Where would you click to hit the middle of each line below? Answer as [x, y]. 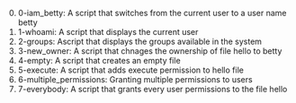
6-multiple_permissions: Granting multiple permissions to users [135, 79]
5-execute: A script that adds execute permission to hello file [131, 70]
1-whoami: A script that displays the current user [108, 32]
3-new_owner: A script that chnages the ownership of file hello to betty [150, 51]
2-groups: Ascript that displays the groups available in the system [140, 41]
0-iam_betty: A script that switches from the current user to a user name [152, 13]
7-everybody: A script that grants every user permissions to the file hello [152, 89]
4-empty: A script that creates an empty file [99, 60]
